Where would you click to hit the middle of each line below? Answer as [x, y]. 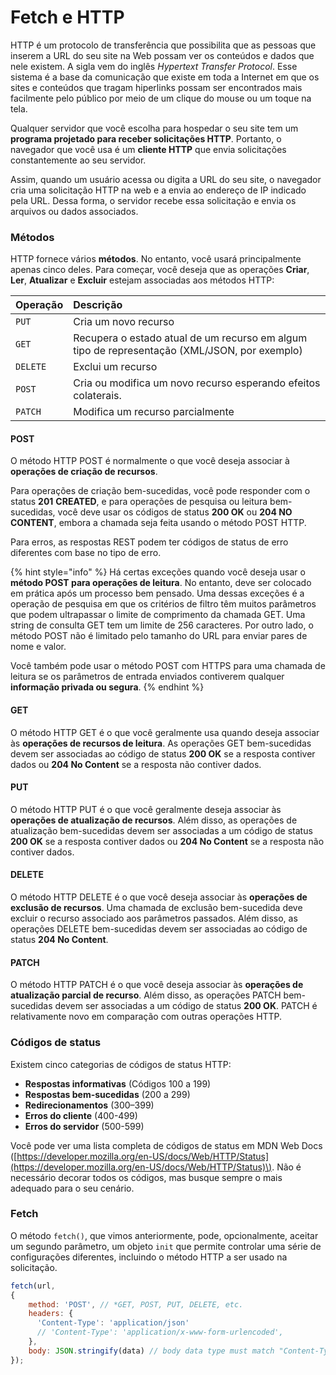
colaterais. [97, 396]
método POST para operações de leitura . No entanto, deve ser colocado [161, 583]
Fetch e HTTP [67, 17]
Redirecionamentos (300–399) [89, 1105]
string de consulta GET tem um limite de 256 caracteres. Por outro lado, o [162, 625]
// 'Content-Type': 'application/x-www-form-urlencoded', [160, 1332]
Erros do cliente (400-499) [81, 1115]
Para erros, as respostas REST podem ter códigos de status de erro [149, 542]
